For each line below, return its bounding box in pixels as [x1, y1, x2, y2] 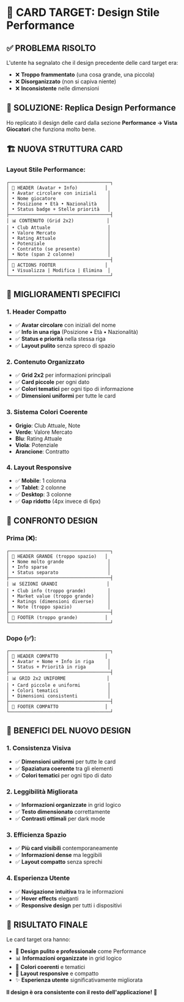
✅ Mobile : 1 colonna [15, 477, 67, 484]
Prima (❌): [6, 534, 38, 543]
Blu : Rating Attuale [15, 434, 62, 442]
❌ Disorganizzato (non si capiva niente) [15, 78, 117, 85]
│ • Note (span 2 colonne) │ [6, 251, 111, 258]
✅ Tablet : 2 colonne [15, 484, 66, 491]
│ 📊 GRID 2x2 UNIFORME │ [6, 675, 110, 681]
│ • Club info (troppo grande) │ [6, 587, 111, 594]
